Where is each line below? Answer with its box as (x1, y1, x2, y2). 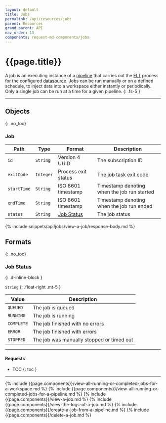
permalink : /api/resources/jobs (5, 16, 72, 21)
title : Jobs (5, 12, 30, 17)
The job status (97, 211, 130, 218)
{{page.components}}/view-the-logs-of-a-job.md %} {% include (5, 402, 137, 408)
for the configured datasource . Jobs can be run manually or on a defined (5, 78, 154, 84)
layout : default (5, 7, 39, 12)
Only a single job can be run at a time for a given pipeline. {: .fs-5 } (5, 88, 141, 94)
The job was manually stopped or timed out (33, 336, 133, 343)
